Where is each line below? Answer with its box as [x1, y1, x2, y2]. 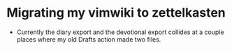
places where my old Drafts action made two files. [16, 35, 161, 43]
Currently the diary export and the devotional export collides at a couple [16, 28, 224, 36]
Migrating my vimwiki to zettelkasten [6, 5, 226, 21]
